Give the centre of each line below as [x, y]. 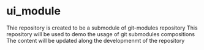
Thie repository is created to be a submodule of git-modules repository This [102, 28]
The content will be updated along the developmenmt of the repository [96, 40]
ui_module [34, 11]
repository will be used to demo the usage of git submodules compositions [101, 34]
